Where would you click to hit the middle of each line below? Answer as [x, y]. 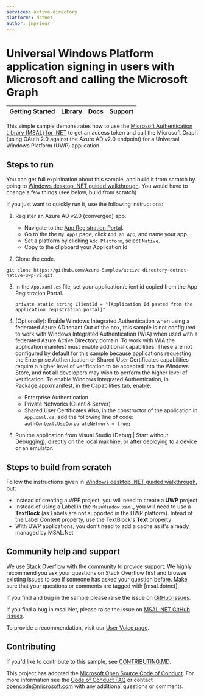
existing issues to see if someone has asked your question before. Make [97, 579]
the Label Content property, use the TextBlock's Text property [93, 519]
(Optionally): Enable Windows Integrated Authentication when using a [102, 321]
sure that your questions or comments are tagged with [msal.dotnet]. [93, 586]
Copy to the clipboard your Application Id [76, 247]
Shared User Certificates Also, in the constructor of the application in [111, 410]
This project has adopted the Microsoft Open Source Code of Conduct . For [100, 673]
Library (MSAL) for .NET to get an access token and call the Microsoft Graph [102, 133]
